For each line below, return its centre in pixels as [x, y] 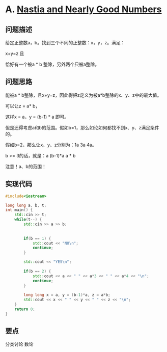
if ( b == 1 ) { [37, 238]
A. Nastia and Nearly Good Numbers [83, 9]
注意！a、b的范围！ [26, 166]
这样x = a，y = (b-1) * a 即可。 [37, 117]
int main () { [19, 210]
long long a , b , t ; [26, 205]
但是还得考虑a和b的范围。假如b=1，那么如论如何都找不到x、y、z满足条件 [82, 127]
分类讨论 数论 [19, 344]
